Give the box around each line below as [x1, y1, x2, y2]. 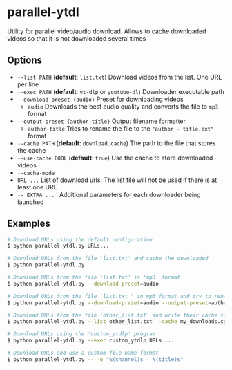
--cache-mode [17, 169, 55, 176]
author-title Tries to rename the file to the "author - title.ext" [27, 124, 214, 132]
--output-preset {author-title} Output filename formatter [17, 117, 186, 125]
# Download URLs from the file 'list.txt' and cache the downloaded [7, 255, 209, 262]
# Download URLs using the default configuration [7, 236, 153, 243]
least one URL [17, 183, 57, 191]
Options [7, 55, 43, 66]
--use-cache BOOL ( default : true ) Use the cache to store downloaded [17, 154, 213, 162]
